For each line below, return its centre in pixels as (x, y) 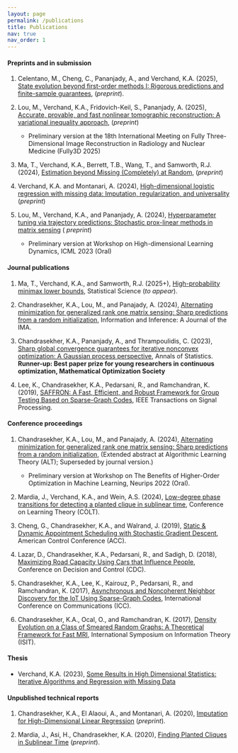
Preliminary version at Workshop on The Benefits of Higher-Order (124, 475)
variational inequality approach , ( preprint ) (78, 123)
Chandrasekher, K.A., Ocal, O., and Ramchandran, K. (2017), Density (117, 619)
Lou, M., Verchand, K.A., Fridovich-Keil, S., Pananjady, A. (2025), (112, 108)
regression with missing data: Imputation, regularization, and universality (124, 194)
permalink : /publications (45, 21)
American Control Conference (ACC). (72, 540)
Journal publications (38, 267)
